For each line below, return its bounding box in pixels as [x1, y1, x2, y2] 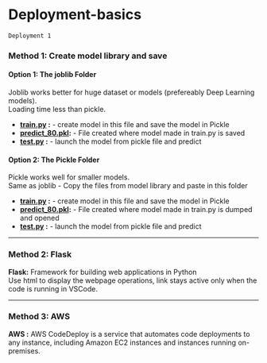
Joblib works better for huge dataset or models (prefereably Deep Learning [8, 87, 255, 97]
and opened [19, 213, 60, 223]
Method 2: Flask [8, 249, 72, 260]
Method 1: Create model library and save [8, 50, 168, 61]
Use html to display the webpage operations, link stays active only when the [8, 276, 257, 285]
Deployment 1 [8, 32, 52, 40]
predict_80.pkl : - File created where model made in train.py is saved [19, 129, 246, 138]
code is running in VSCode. [8, 284, 98, 293]
